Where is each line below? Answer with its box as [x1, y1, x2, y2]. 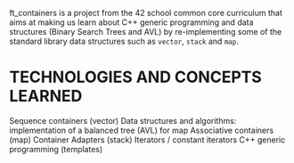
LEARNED [9, 86, 83, 106]
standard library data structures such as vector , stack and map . [9, 36, 239, 46]
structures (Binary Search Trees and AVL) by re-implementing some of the [9, 27, 282, 37]
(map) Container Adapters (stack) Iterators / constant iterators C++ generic [9, 134, 286, 145]
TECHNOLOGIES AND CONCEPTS [9, 67, 263, 87]
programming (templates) [9, 143, 103, 154]
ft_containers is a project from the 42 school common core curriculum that [9, 8, 282, 18]
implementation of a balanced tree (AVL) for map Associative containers [9, 125, 274, 135]
